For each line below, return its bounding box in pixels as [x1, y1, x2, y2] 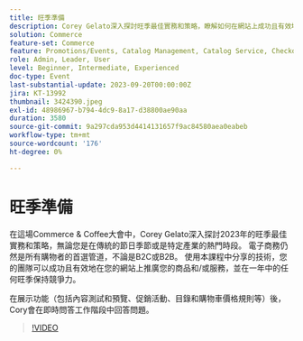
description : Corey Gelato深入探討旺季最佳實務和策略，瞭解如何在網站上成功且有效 [9, 22, 292, 31]
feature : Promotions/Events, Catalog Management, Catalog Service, [9, 47, 269, 56]
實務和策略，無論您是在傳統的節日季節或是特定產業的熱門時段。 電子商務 [9, 240, 280, 251]
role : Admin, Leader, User [9, 55, 111, 64]
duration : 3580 [9, 114, 67, 123]
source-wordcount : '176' [9, 139, 103, 148]
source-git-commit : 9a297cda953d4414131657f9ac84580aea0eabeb [9, 123, 248, 132]
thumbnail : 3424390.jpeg [9, 97, 103, 106]
